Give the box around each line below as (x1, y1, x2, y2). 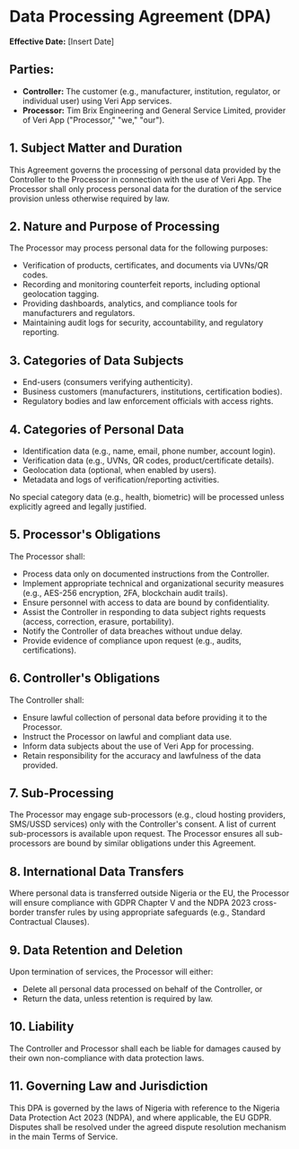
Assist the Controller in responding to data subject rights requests (22, 606, 267, 617)
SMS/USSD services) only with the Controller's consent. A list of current (9, 819, 277, 829)
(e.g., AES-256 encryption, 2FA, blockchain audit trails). (22, 587, 229, 598)
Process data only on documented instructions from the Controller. (22, 568, 269, 579)
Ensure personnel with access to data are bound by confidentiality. (22, 597, 270, 608)
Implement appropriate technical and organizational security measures (22, 577, 285, 589)
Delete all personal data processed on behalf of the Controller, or (22, 984, 263, 995)
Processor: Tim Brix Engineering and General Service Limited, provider (22, 105, 286, 116)
